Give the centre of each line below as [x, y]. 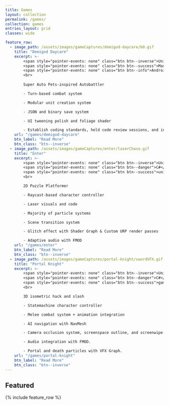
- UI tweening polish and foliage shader [67, 121]
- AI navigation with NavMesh [55, 324]
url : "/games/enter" [36, 245]
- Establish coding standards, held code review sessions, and [91, 130]
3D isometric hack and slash [54, 296]
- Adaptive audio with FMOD [53, 241]
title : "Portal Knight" [39, 264]
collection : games [24, 24]
